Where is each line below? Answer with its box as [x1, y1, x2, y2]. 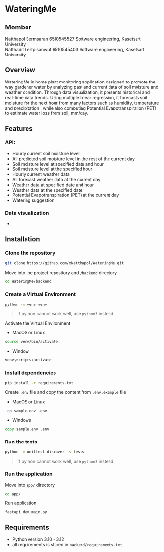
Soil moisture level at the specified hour [12, 166, 93, 172]
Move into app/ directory [5, 482, 55, 488]
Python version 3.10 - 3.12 [12, 536, 65, 542]
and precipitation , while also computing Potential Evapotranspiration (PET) [5, 105, 157, 111]
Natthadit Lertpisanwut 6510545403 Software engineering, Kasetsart [5, 47, 145, 52]
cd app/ [5, 491, 21, 497]
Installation [5, 235, 40, 244]
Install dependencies [5, 369, 56, 376]
